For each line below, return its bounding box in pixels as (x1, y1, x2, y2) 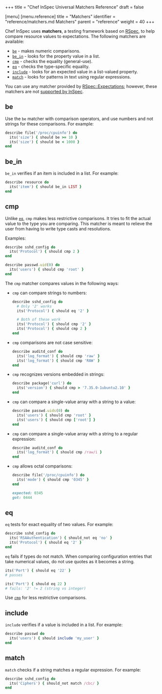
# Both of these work (17, 317, 61, 322)
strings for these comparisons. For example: (5, 121, 94, 126)
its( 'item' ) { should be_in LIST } (9, 184, 82, 189)
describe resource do (5, 180, 49, 185)
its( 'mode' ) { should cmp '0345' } (17, 477, 89, 482)
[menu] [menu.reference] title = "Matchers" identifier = (5, 14, 116, 19)
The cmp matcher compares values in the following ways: (5, 280, 119, 286)
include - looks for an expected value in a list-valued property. (12, 69, 138, 75)
